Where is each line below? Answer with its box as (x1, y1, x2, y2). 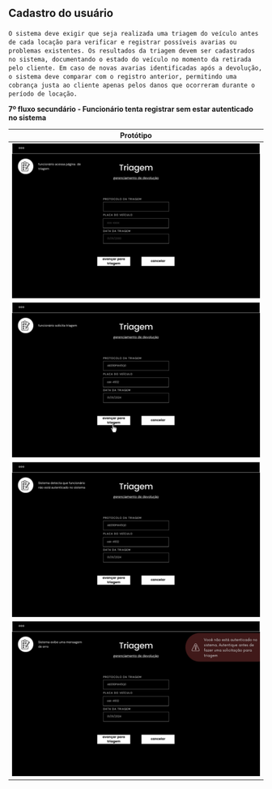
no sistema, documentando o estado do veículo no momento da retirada (8, 55, 252, 63)
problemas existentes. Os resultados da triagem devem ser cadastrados (8, 46, 255, 55)
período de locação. (8, 89, 79, 98)
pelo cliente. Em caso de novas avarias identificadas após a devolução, (8, 64, 263, 72)
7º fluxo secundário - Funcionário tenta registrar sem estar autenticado (8, 104, 253, 114)
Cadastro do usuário (8, 6, 113, 20)
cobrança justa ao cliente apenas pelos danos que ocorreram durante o (8, 81, 255, 89)
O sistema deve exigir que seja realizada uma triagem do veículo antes (8, 29, 259, 37)
